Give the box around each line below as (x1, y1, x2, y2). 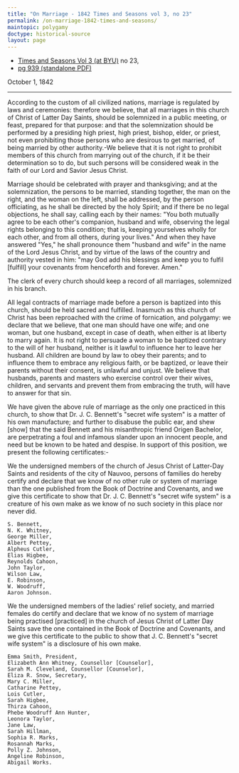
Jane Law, (7, 722, 37, 729)
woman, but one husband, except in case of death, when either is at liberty (7, 329, 227, 337)
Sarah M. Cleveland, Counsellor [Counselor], (7, 666, 144, 673)
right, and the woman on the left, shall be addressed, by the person (7, 195, 204, 203)
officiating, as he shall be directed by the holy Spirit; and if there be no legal (7, 203, 229, 211)
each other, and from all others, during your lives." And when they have (7, 233, 216, 242)
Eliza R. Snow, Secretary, (7, 672, 87, 679)
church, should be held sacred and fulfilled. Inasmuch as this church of (7, 306, 216, 314)
